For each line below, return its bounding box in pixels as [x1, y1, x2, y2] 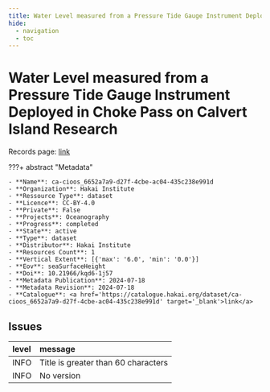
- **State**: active [8, 227, 78, 236]
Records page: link [8, 146, 71, 157]
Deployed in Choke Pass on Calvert [8, 103, 247, 122]
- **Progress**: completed [8, 221, 99, 229]
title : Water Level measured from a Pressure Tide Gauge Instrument [8, 11, 243, 20]
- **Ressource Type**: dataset [8, 192, 113, 200]
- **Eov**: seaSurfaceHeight [8, 262, 106, 270]
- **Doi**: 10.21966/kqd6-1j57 [8, 270, 113, 278]
